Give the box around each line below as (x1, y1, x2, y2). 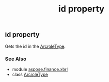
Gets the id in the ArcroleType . (5, 43, 66, 49)
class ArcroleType (12, 71, 48, 77)
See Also (5, 55, 27, 62)
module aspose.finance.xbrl (12, 66, 68, 72)
